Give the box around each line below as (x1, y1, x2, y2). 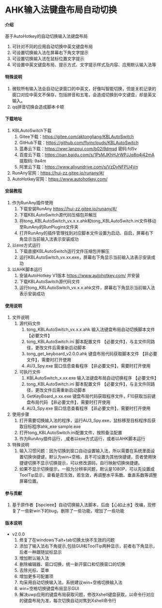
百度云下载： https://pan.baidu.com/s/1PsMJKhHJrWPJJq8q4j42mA (19, 151, 155, 158)
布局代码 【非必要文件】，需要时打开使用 (30, 399, 111, 405)
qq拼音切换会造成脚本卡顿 (12, 104, 64, 110)
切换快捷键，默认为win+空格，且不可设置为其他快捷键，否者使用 (23, 454, 152, 460)
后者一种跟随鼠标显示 (19, 549, 62, 555)
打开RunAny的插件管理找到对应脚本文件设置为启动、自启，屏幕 (19, 230, 145, 236)
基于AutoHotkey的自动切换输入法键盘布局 (5, 33, 88, 39)
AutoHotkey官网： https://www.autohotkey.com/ (12, 176, 108, 182)
